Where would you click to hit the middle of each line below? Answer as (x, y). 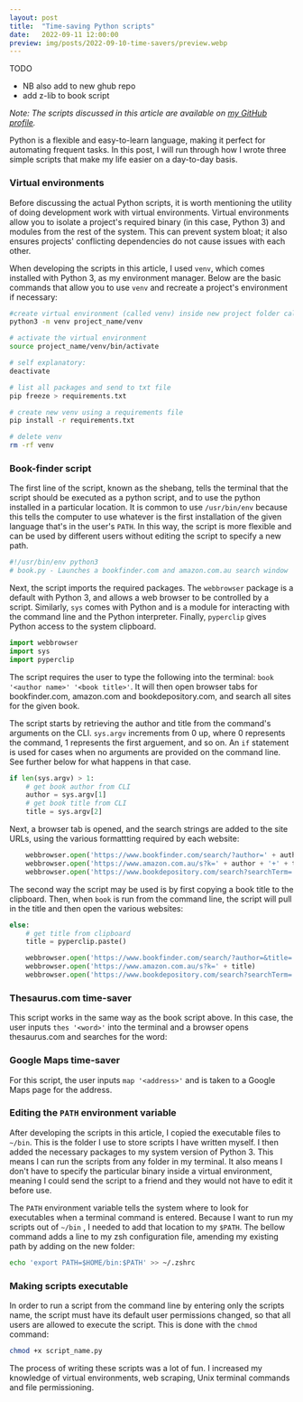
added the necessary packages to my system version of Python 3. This (142, 1152)
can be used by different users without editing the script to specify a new (146, 536)
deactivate (30, 371)
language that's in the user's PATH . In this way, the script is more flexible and (151, 527)
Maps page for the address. (61, 1089)
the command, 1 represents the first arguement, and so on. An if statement (149, 743)
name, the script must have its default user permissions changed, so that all (150, 1315)
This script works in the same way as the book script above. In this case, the (151, 1018)
